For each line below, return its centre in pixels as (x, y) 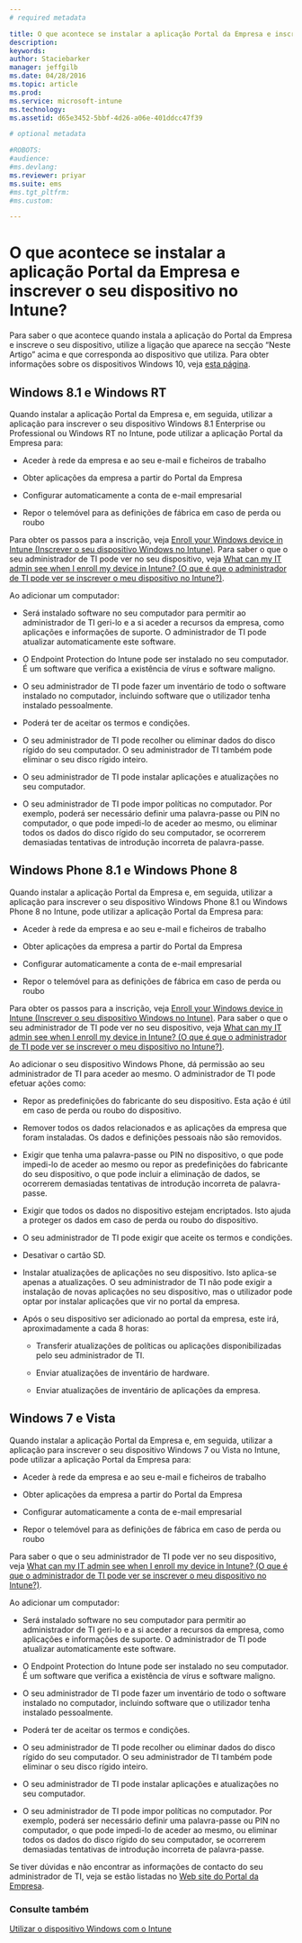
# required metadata (48, 18)
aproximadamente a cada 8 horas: (86, 1328)
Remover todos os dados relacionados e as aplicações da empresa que (155, 1127)
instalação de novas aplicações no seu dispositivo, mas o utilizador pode (157, 1291)
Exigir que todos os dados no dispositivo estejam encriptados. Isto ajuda (156, 1210)
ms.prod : (26, 92)
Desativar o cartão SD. (64, 1254)
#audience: (30, 159)
